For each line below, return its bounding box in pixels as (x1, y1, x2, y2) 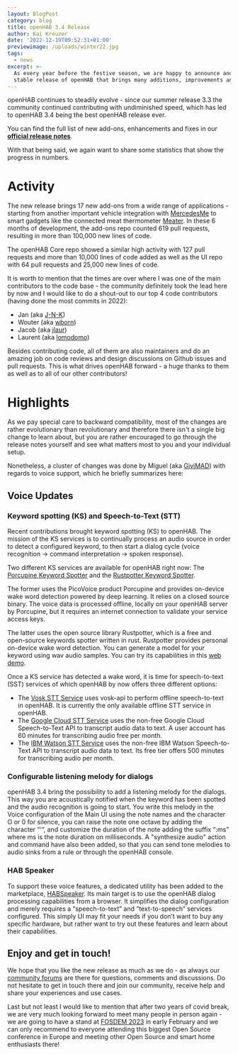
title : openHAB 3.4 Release (7, 23, 91, 30)
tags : (7, 50, 23, 57)
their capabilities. (7, 926, 58, 936)
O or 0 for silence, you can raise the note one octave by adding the (7, 818, 203, 826)
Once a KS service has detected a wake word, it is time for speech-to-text (7, 672, 224, 680)
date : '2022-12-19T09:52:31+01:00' (7, 37, 113, 44)
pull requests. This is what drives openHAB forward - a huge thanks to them (7, 362, 229, 371)
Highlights (7, 394, 69, 410)
